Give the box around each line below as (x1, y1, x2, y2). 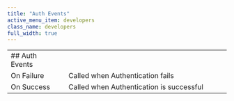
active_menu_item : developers (7, 17, 95, 24)
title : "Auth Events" (7, 10, 70, 17)
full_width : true (7, 29, 58, 37)
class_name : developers (7, 23, 77, 30)
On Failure (10, 71, 45, 81)
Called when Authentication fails (68, 71, 174, 81)
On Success (10, 82, 51, 92)
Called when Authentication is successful (68, 82, 204, 92)
